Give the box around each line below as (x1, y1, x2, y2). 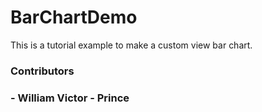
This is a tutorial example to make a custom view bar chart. (10, 39, 253, 51)
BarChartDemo (10, 6, 138, 29)
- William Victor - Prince (10, 91, 130, 105)
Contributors (10, 64, 75, 78)
